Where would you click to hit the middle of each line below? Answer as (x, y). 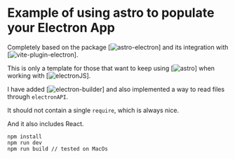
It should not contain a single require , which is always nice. (93, 110)
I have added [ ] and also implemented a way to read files (116, 89)
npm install (25, 137)
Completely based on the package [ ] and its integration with (118, 47)
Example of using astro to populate (111, 13)
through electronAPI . (38, 97)
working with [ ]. (49, 76)
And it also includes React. (46, 123)
